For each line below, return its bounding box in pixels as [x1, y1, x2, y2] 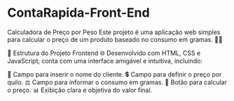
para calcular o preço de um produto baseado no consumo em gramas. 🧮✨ [7, 35, 223, 43]
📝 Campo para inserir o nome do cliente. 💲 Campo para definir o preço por [7, 70, 222, 78]
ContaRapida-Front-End [7, 5, 150, 21]
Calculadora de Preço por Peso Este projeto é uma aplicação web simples [7, 28, 221, 36]
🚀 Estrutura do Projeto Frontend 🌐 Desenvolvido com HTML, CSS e [7, 49, 201, 57]
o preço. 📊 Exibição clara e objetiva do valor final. [7, 86, 153, 94]
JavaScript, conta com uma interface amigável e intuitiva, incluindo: [7, 56, 203, 65]
